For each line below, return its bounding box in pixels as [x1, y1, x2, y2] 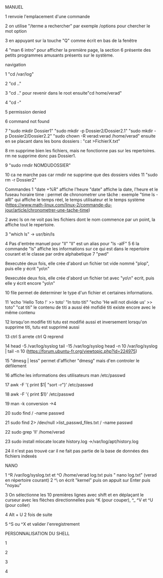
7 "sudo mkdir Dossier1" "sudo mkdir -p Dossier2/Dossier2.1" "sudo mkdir [5, 128, 153, 134]
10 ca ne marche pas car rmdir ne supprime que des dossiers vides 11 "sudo [5, 172, 158, 178]
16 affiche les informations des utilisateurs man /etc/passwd [5, 373, 126, 378]
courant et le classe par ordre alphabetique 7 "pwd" [5, 251, 109, 257]
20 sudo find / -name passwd [5, 410, 65, 416]
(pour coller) [5, 502, 30, 508]
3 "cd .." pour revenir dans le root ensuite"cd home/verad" [5, 90, 122, 96]
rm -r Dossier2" [5, 177, 36, 182]
